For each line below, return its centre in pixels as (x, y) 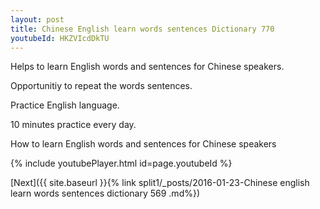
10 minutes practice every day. (73, 125)
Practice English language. (65, 105)
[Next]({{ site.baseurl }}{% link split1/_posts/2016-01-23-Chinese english (160, 183)
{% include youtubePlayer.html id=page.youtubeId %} (121, 163)
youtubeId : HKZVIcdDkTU (60, 38)
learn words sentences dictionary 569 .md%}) (105, 193)
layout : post (37, 19)
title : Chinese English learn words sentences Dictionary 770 (142, 29)
